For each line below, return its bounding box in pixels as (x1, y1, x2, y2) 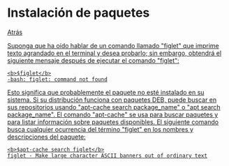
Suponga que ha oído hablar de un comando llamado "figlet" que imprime (7, 41, 219, 50)
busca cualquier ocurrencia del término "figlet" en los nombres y (7, 125, 194, 133)
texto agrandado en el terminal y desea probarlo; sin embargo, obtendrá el (7, 49, 222, 57)
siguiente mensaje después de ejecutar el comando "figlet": (7, 56, 179, 64)
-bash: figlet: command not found (7, 75, 108, 83)
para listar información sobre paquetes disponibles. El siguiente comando (7, 117, 219, 126)
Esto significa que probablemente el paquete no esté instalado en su (7, 88, 205, 96)
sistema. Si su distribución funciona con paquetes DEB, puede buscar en (7, 96, 217, 104)
